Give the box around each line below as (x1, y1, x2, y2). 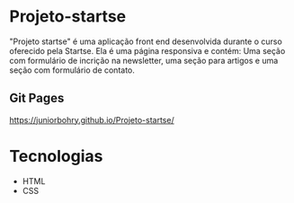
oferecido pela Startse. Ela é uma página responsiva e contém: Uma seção (9, 45, 286, 56)
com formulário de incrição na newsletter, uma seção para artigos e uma (9, 55, 279, 66)
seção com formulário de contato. (9, 65, 135, 75)
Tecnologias (9, 146, 103, 166)
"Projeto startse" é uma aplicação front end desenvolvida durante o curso (9, 36, 283, 47)
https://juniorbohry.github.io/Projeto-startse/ (9, 114, 174, 125)
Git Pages (9, 91, 65, 106)
